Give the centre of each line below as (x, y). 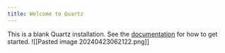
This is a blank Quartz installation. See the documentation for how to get (112, 34)
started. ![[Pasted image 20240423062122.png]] (79, 41)
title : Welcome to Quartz (45, 14)
